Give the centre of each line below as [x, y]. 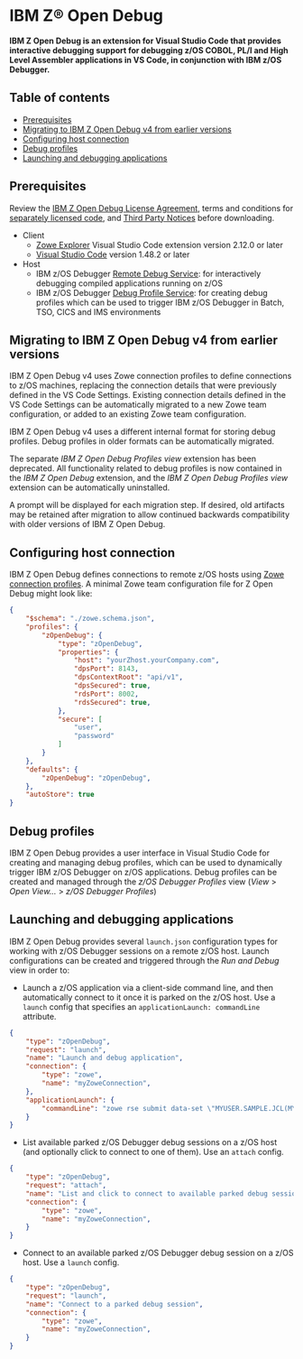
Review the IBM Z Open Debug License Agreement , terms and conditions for [151, 208]
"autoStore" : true [60, 795]
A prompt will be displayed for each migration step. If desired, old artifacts [147, 505]
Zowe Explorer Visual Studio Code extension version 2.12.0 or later [160, 245]
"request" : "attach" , [66, 1186]
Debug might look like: [51, 594]
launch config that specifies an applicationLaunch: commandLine [141, 1006]
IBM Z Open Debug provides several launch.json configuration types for [143, 941]
